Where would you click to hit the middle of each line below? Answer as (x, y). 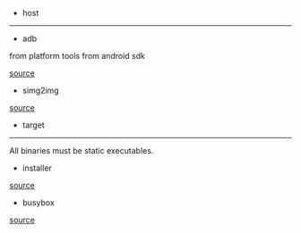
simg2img (41, 90)
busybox (39, 203)
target (33, 125)
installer (37, 168)
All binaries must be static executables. (82, 150)
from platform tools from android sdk (77, 56)
